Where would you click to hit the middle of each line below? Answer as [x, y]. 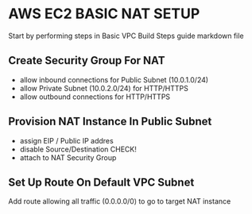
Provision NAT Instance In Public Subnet [110, 122]
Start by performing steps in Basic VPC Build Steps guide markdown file [126, 36]
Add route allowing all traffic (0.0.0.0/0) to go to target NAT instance [120, 201]
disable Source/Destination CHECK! [78, 149]
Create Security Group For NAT [87, 61]
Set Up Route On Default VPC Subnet [101, 182]
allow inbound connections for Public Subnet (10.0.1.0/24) [114, 79]
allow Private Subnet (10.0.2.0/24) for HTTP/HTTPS [104, 88]
